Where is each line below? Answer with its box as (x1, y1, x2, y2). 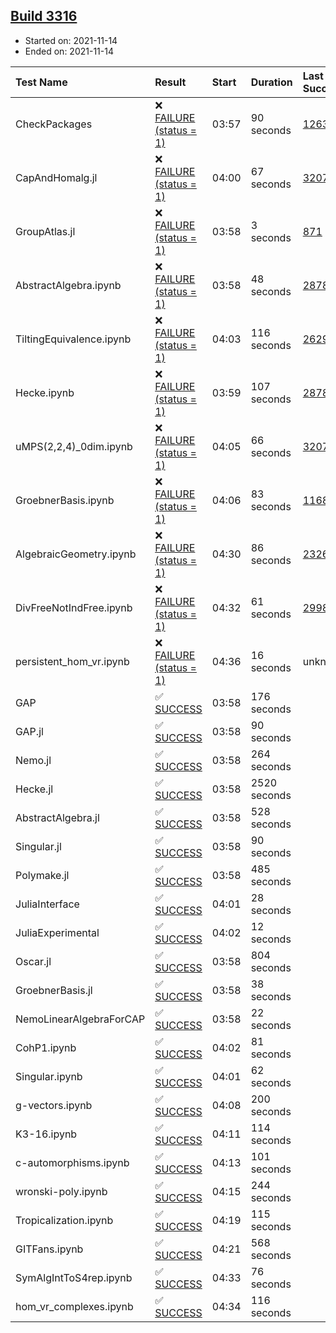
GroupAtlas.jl (15, 224, 76, 238)
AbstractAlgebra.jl (15, 810, 100, 824)
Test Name (15, 75, 68, 89)
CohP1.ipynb (15, 1040, 77, 1054)
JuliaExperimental (15, 925, 100, 939)
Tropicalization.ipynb (15, 1213, 114, 1227)
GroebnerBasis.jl (15, 983, 93, 997)
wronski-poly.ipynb (15, 1184, 108, 1198)
